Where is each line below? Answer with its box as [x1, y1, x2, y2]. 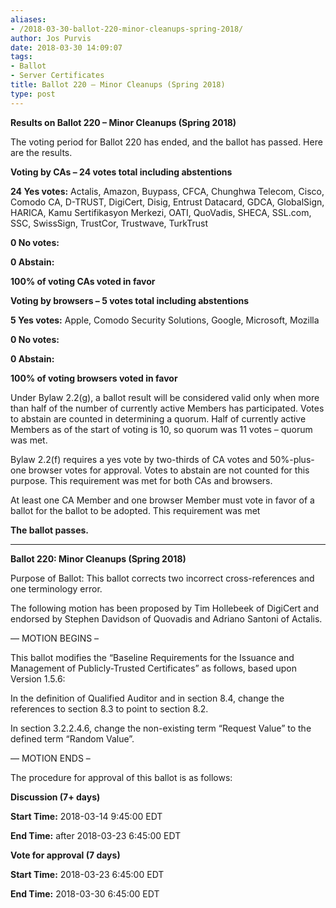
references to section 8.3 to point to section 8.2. [10, 702, 209, 715]
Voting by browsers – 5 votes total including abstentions [10, 294, 250, 306]
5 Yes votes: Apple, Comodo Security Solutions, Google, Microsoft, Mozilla [10, 314, 320, 326]
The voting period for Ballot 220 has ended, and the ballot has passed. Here [10, 136, 323, 148]
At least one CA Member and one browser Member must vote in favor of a [10, 494, 315, 506]
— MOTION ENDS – [10, 752, 91, 764]
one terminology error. [10, 582, 103, 595]
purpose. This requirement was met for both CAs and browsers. [10, 474, 273, 486]
